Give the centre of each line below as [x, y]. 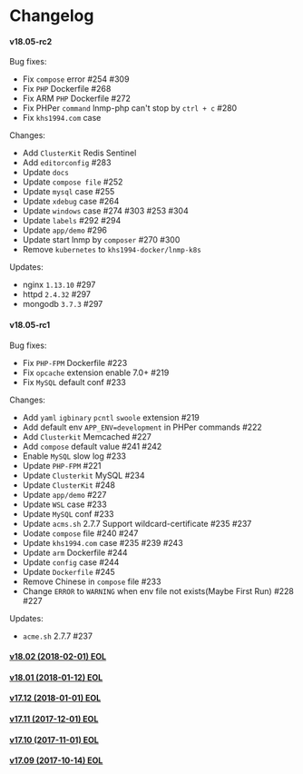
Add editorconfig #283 [67, 163]
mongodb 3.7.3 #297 [63, 304]
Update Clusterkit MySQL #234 [83, 475]
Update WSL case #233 [64, 504]
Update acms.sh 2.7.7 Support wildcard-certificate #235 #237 [137, 523]
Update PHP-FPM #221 [62, 465]
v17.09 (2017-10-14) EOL [56, 760]
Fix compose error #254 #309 [76, 79]
